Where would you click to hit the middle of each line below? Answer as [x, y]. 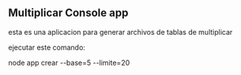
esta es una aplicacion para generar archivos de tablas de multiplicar [120, 32]
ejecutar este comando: [47, 47]
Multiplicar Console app [68, 13]
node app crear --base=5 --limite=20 [69, 62]
